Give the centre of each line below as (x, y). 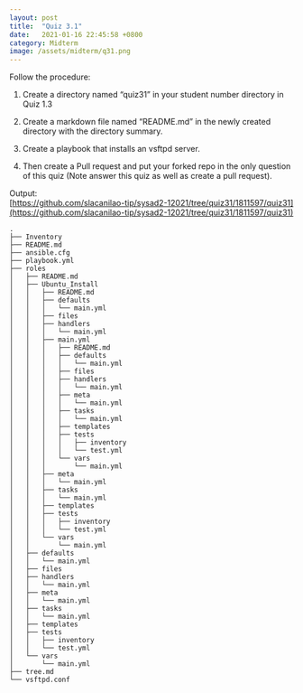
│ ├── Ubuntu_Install (54, 285)
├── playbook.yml (42, 261)
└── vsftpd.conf (40, 680)
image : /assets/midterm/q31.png (70, 52)
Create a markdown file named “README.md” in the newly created (147, 122)
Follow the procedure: (50, 77)
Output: (23, 193)
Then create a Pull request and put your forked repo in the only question (156, 166)
